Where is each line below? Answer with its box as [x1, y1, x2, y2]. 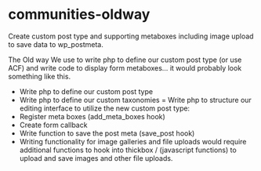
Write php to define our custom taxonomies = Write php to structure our [19, 95, 252, 104]
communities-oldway [8, 5, 150, 24]
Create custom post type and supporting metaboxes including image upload [8, 31, 254, 41]
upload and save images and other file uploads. [19, 153, 173, 162]
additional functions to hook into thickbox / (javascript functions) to [19, 145, 237, 155]
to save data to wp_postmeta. [8, 39, 103, 49]
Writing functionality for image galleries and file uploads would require [19, 136, 247, 146]
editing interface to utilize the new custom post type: [19, 104, 190, 113]
